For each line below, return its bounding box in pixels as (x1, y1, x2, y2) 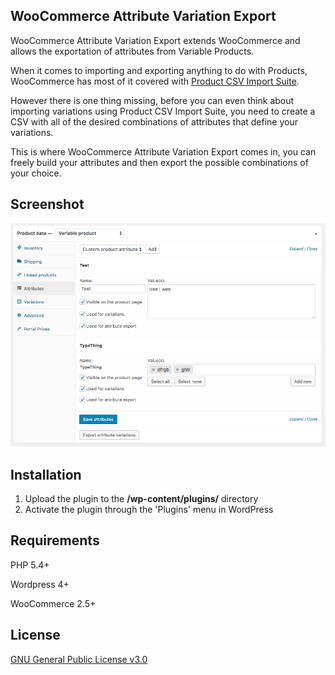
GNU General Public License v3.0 (10, 653, 148, 665)
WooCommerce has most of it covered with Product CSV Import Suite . (10, 75, 300, 87)
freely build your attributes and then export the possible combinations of (10, 156, 309, 168)
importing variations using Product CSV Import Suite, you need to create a (10, 105, 316, 117)
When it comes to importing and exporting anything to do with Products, (10, 64, 308, 76)
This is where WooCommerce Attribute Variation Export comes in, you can (10, 145, 317, 158)
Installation (10, 466, 82, 483)
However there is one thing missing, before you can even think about (10, 94, 295, 106)
